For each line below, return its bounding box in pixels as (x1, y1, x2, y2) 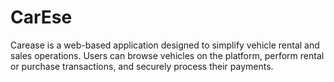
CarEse (10, 6, 73, 29)
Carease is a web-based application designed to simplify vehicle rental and (10, 39, 320, 51)
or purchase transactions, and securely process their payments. (10, 60, 274, 72)
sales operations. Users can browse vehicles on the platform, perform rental (10, 49, 325, 61)
